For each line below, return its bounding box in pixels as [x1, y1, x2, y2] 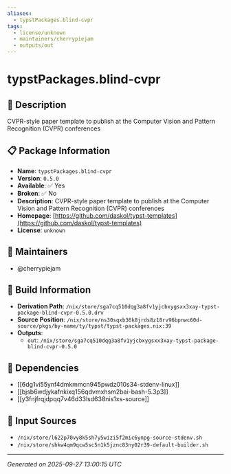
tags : [7, 23, 23, 30]
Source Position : [16, 315, 65, 324]
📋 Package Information [7, 145, 111, 157]
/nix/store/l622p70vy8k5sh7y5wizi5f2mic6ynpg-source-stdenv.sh [16, 434, 203, 442]
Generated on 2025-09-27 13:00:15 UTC [7, 460, 122, 469]
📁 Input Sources [7, 415, 77, 427]
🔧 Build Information [7, 284, 91, 296]
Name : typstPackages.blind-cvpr [16, 166, 112, 175]
